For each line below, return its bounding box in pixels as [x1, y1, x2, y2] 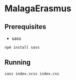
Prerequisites [4, 23, 46, 31]
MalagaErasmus [4, 3, 72, 14]
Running [4, 58, 31, 67]
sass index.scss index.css [4, 71, 59, 76]
